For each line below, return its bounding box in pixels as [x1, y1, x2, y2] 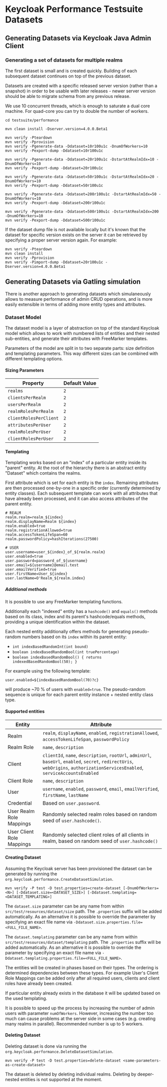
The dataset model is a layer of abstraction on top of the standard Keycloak [5, 325, 160, 331]
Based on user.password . [42, 799, 100, 806]
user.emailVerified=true [5, 567, 57, 572]
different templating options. [5, 355, 64, 361]
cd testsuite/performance [5, 118, 59, 123]
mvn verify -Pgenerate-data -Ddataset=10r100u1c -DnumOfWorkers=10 [5, 144, 148, 149]
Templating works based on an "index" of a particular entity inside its [5, 460, 147, 466]
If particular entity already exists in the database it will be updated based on [5, 990, 161, 996]
